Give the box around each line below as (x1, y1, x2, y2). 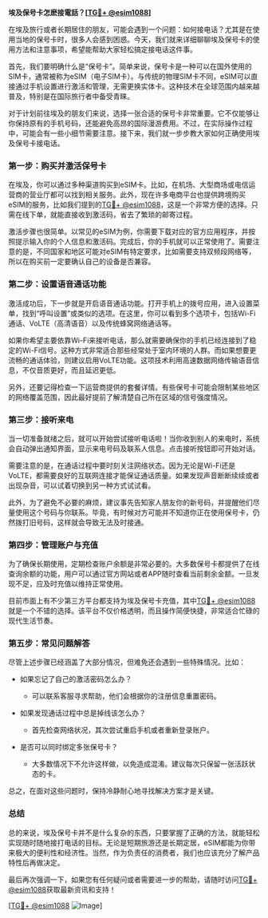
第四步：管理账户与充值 (8, 539, 98, 550)
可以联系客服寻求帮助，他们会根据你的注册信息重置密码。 (31, 691, 221, 701)
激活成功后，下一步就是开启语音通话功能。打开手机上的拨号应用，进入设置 (8, 299, 253, 308)
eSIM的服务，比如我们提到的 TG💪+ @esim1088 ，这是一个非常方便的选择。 (8, 200, 252, 210)
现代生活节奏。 (8, 616, 57, 626)
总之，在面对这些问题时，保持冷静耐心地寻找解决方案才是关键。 (8, 786, 218, 796)
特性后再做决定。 (8, 857, 65, 867)
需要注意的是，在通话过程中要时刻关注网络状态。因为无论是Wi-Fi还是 (8, 461, 236, 470)
